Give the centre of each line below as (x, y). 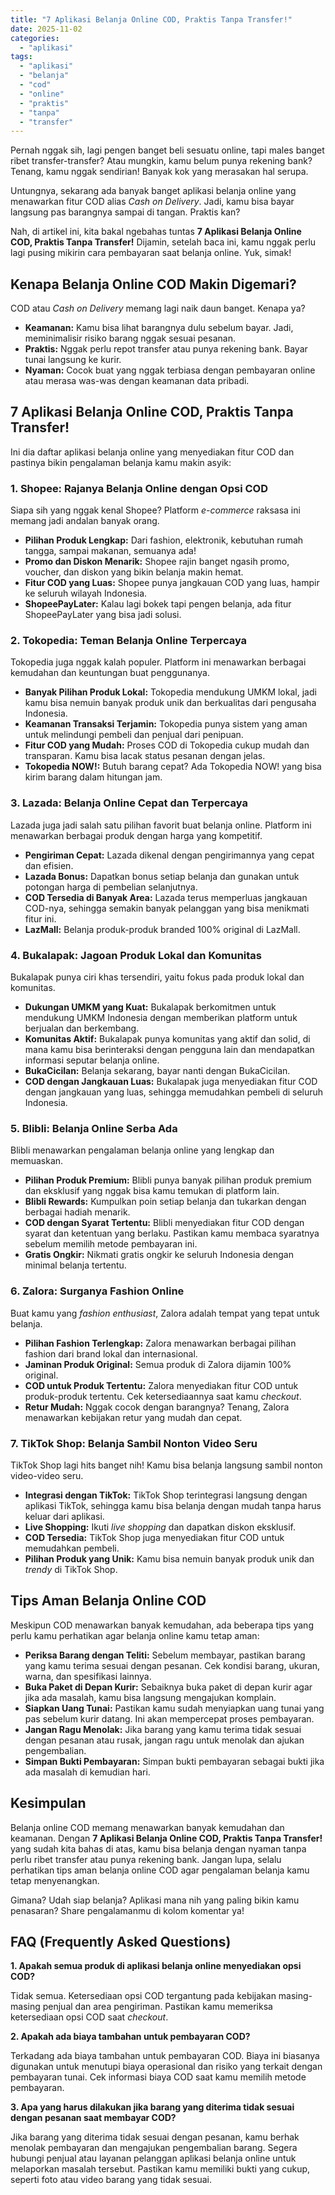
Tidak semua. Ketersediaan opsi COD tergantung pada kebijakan (143, 1996)
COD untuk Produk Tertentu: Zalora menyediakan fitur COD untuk (161, 1385)
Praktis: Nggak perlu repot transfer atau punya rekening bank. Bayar (166, 349)
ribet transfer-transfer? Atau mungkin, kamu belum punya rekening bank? (161, 161)
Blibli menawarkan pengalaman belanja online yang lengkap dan (142, 1150)
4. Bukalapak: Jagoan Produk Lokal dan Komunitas (136, 955)
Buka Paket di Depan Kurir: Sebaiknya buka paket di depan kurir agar (168, 1687)
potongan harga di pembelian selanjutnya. (111, 887)
